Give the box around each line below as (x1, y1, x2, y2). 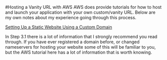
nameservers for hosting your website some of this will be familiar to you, (5, 44, 156, 50)
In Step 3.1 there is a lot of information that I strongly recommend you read (5, 34, 158, 39)
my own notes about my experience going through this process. (5, 15, 137, 20)
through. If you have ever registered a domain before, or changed (5, 39, 140, 45)
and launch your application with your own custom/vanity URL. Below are (5, 9, 156, 15)
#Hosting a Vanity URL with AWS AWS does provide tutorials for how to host (5, 4, 162, 10)
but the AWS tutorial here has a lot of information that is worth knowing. (5, 49, 152, 55)
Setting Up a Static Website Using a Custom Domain (5, 24, 112, 30)
